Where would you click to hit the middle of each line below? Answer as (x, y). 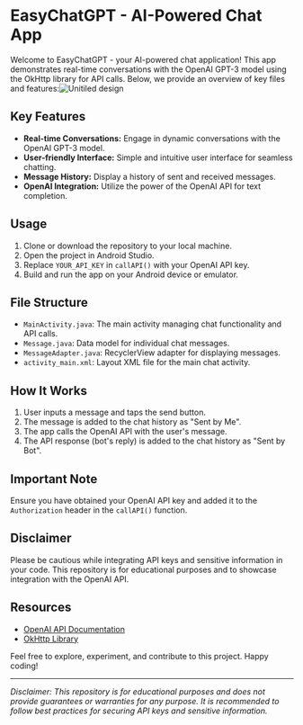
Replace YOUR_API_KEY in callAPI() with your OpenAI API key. (136, 264)
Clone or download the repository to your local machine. (128, 246)
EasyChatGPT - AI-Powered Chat (136, 16)
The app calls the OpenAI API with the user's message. (125, 432)
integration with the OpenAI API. (70, 579)
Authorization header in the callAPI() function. (99, 510)
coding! (24, 666)
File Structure (49, 302)
